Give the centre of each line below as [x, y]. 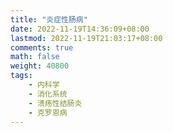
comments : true [42, 47]
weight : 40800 [40, 66]
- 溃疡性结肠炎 [55, 103]
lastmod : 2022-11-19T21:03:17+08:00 [86, 38]
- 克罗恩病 [48, 112]
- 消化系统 [48, 94]
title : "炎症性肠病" [49, 19]
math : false [35, 57]
